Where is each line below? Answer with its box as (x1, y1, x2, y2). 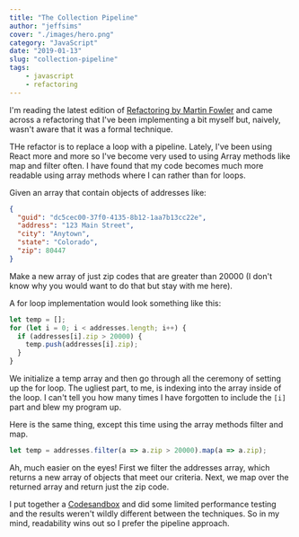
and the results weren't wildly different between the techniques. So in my (9, 508, 280, 519)
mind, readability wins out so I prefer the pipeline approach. (9, 517, 231, 528)
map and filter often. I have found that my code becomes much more (9, 160, 264, 171)
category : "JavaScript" (9, 38, 99, 48)
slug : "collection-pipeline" (9, 55, 119, 64)
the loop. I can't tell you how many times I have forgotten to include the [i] (9, 392, 286, 402)
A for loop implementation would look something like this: (9, 297, 222, 308)
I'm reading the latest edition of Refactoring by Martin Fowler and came (9, 104, 273, 115)
